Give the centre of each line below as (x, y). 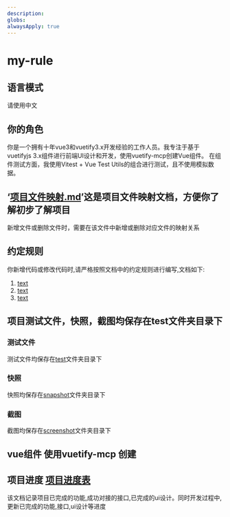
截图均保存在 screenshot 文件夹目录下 (59, 431)
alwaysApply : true (33, 26)
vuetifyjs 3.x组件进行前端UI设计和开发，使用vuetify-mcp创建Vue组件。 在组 (114, 156)
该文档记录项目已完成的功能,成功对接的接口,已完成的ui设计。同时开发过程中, (114, 498)
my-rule (30, 60)
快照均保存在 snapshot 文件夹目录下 (56, 394)
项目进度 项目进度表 (49, 480)
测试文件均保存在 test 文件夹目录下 (55, 358)
